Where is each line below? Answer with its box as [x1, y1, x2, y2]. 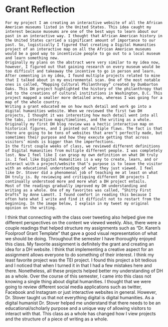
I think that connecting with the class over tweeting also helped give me [5, 214, 153, 220]
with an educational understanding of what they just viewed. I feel [5, 165, 154, 171]
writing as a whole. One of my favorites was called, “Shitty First [5, 187, 151, 192]
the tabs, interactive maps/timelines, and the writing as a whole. [5, 117, 151, 122]
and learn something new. [5, 55, 59, 60]
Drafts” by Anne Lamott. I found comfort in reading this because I [5, 192, 151, 197]
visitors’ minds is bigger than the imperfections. [5, 139, 115, 144]
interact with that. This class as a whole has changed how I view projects [5, 310, 156, 316]
